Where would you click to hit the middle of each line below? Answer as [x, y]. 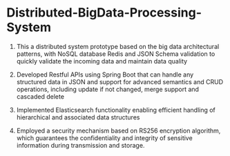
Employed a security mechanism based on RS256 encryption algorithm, [118, 130]
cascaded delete [40, 96]
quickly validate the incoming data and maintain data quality [102, 61]
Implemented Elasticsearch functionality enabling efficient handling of [116, 110]
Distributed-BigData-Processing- [104, 13]
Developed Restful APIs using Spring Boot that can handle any [105, 75]
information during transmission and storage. [80, 145]
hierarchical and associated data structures [78, 117]
